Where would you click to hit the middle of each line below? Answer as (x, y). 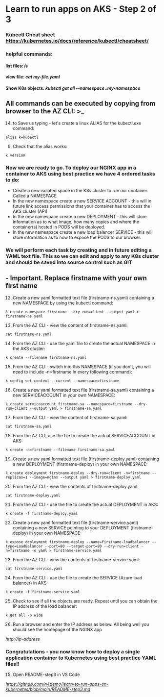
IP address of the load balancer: (45, 606)
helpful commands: (29, 54)
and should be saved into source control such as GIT (69, 262)
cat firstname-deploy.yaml (33, 495)
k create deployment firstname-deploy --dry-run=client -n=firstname (78, 473)
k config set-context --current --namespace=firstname (62, 381)
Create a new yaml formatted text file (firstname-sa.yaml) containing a (83, 390)
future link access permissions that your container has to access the (81, 206)
